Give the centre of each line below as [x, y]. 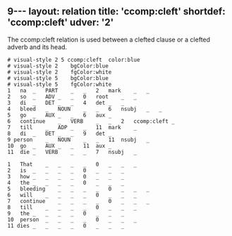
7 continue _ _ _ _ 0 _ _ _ [79, 201]
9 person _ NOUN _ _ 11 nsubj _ [79, 140]
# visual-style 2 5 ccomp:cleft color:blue [74, 60]
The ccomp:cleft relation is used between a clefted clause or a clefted [109, 39]
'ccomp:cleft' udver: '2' [61, 23]
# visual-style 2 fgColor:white [60, 72]
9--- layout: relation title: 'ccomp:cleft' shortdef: [116, 12]
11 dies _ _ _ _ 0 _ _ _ [66, 225]
